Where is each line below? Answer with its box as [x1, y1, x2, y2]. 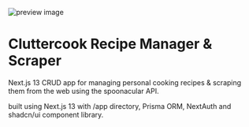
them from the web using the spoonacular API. [8, 86, 159, 95]
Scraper [8, 52, 61, 70]
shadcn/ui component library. [8, 110, 104, 119]
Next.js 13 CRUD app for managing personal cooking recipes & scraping [8, 77, 242, 87]
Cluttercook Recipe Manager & [8, 35, 213, 53]
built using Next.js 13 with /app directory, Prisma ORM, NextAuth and [8, 101, 232, 110]
